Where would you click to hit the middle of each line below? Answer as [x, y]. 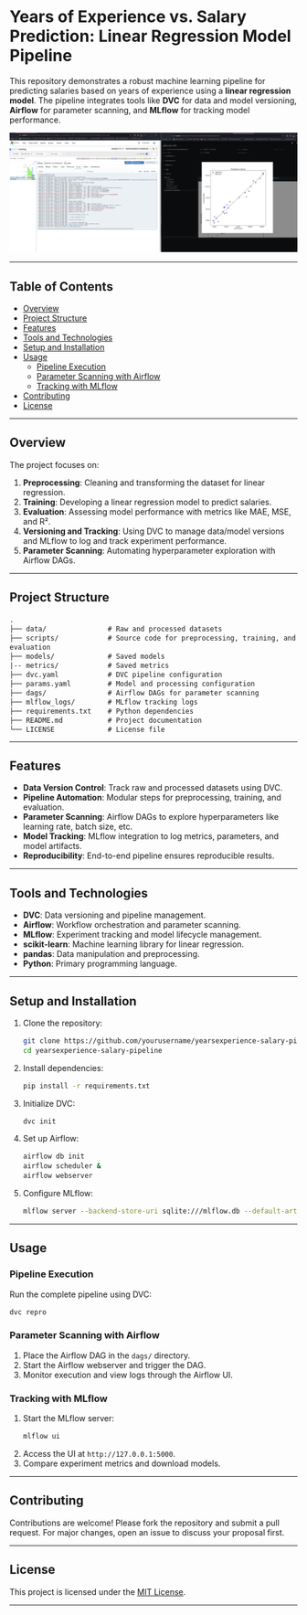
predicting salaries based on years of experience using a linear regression [150, 90]
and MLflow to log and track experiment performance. [124, 540]
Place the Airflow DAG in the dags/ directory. [106, 1355]
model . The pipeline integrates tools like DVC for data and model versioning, [153, 100]
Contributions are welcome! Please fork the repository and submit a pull [145, 1523]
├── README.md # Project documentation [106, 720]
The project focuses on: [54, 464]
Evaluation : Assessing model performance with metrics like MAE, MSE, [157, 511]
